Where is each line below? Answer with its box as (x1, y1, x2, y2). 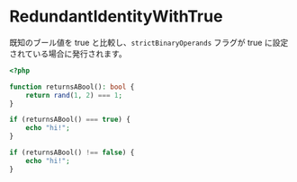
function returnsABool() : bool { (9, 82, 135, 91)
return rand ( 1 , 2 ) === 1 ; (25, 91, 123, 100)
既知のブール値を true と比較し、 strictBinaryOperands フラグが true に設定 (9, 37, 289, 48)
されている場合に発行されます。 (9, 48, 128, 59)
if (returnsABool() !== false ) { (9, 148, 135, 158)
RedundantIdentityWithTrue (9, 6, 223, 27)
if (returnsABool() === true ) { (9, 115, 130, 125)
